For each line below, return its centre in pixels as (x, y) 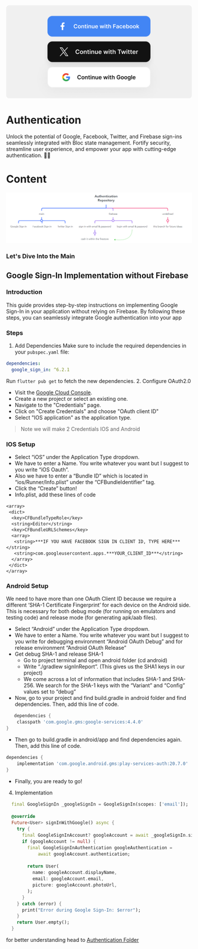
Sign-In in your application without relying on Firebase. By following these (96, 311)
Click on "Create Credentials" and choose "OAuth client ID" (87, 411)
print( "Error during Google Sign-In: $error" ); (81, 910)
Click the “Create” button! (46, 489)
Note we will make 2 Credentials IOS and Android (80, 429)
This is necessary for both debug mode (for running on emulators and (91, 611)
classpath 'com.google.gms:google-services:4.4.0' (80, 722)
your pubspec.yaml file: (42, 352)
